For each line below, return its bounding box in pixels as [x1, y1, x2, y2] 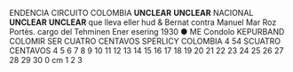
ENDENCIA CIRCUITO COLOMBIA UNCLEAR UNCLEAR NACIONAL [9, 8, 254, 18]
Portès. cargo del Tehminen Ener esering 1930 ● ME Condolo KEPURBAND [9, 27, 285, 36]
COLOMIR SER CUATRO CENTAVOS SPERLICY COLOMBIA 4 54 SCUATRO [9, 36, 281, 46]
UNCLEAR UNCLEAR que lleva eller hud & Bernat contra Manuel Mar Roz [9, 17, 277, 28]
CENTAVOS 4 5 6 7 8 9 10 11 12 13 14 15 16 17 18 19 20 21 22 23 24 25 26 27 [9, 45, 284, 56]
